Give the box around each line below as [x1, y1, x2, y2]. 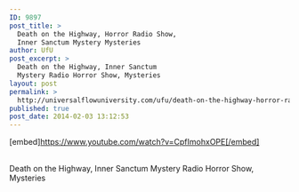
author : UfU [9, 46, 53, 55]
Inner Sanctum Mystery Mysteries [17, 37, 141, 47]
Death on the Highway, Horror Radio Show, [17, 29, 177, 38]
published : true [9, 104, 69, 113]
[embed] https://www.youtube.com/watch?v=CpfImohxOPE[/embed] [9, 137, 260, 148]
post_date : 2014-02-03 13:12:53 [9, 112, 129, 121]
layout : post [9, 79, 58, 88]
